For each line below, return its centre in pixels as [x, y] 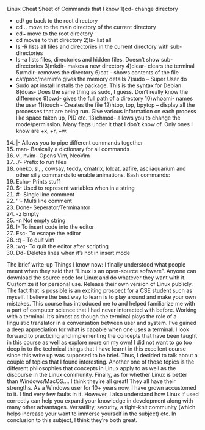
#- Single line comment [45, 194]
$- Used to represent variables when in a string [75, 188]
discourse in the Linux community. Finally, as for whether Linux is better [97, 375]
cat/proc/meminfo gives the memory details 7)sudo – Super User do [101, 79]
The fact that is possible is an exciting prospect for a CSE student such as [100, 290]
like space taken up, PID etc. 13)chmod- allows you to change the [98, 118]
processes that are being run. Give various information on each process [106, 111]
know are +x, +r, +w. [41, 131]
